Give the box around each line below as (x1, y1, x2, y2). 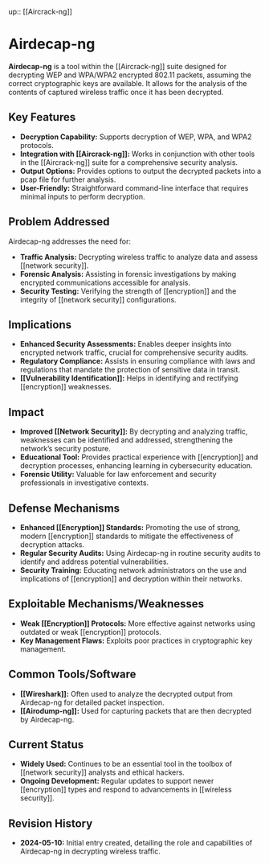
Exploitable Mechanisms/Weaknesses (8, 597, 205, 611)
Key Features (8, 110, 76, 124)
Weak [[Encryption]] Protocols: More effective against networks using (19, 619, 255, 628)
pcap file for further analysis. (19, 175, 116, 184)
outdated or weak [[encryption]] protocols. (19, 627, 162, 636)
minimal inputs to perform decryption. (19, 191, 146, 201)
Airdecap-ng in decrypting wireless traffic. (19, 846, 161, 856)
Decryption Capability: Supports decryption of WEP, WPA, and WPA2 (19, 132, 252, 142)
